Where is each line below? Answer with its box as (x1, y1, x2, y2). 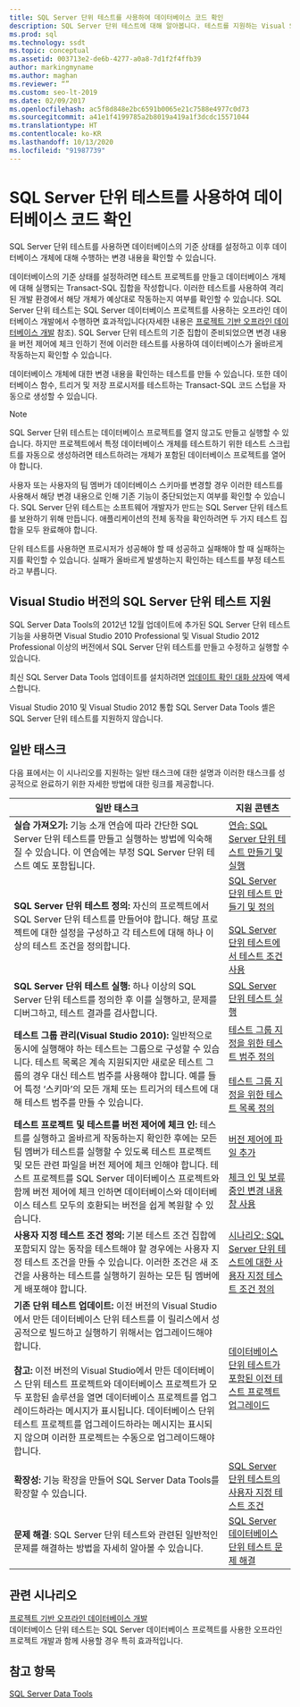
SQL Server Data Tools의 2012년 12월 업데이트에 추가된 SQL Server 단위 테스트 (9, 619, 291, 630)
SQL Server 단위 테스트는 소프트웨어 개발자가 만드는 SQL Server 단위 (21, 501, 265, 512)
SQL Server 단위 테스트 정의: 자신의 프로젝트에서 (13, 900, 210, 912)
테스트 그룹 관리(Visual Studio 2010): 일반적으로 (13, 1030, 212, 1042)
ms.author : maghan (9, 71, 78, 80)
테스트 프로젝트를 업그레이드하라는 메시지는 (13, 1418, 186, 1431)
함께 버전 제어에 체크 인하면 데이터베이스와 (13, 1186, 183, 1198)
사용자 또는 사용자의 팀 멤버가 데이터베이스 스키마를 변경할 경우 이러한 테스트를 (9, 479, 284, 490)
